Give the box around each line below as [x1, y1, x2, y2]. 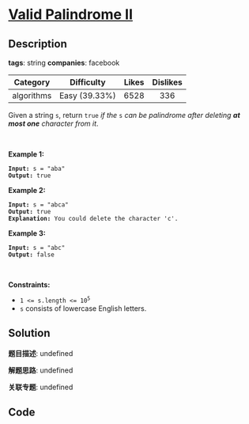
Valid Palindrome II [8, 6, 133, 24]
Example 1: [8, 150, 45, 159]
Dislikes [152, 77, 183, 88]
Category [13, 77, 51, 88]
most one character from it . [8, 119, 99, 128]
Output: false [8, 251, 55, 259]
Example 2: [8, 186, 46, 195]
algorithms [12, 90, 52, 100]
